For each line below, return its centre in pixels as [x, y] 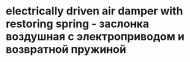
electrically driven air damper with [94, 11]
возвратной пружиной [66, 50]
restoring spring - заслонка [78, 24]
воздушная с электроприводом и [95, 37]
